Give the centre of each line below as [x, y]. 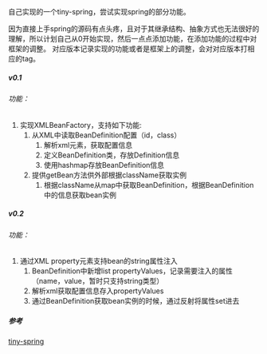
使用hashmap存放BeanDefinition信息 [104, 165]
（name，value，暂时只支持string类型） [98, 281]
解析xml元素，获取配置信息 [88, 145]
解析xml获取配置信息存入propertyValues [98, 291]
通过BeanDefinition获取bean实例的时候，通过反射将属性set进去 [135, 301]
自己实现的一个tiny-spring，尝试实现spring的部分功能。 [100, 12]
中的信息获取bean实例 [80, 195]
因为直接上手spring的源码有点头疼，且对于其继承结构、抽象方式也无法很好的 [134, 29]
